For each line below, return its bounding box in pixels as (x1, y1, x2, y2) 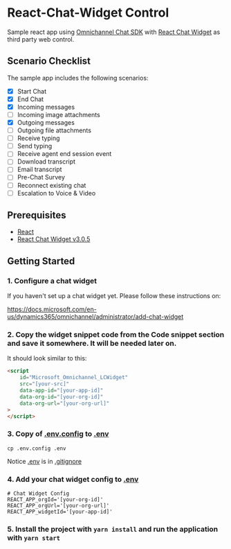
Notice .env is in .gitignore (7, 457, 82, 465)
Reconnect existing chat (17, 181, 86, 189)
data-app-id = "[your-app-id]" (19, 387, 104, 394)
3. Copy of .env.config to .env (7, 429, 109, 439)
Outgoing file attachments (17, 126, 92, 134)
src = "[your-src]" (19, 381, 70, 387)
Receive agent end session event (17, 150, 112, 158)
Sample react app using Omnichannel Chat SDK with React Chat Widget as (7, 28, 221, 36)
